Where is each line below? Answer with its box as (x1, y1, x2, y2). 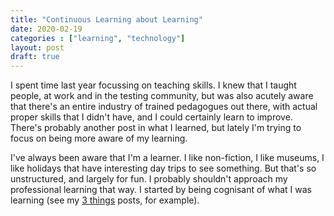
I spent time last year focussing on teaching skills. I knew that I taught (10, 79, 297, 91)
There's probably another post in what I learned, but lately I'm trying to (10, 122, 302, 134)
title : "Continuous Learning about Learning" (10, 14, 203, 25)
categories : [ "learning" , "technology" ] (10, 33, 186, 43)
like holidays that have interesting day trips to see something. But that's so (10, 162, 317, 175)
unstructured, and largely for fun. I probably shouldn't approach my (10, 173, 288, 185)
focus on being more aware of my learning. (10, 132, 188, 145)
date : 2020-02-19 (10, 24, 83, 34)
